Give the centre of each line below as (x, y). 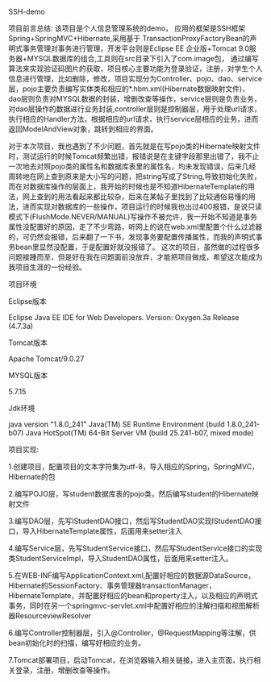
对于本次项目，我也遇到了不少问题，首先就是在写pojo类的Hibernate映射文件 (134, 146)
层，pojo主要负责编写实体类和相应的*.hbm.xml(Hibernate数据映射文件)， (129, 89)
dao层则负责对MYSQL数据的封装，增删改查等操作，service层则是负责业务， (135, 99)
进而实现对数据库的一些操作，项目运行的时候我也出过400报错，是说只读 (142, 206)
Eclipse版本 (27, 301)
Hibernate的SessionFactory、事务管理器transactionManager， (112, 585)
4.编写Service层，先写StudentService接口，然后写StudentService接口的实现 (135, 548)
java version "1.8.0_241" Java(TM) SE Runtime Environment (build (117, 424)
